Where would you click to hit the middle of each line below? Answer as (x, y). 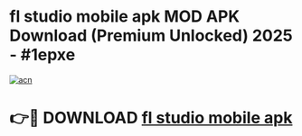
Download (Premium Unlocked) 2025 (151, 36)
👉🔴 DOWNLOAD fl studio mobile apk (151, 118)
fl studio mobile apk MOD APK (125, 17)
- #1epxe (42, 55)
